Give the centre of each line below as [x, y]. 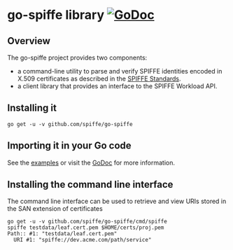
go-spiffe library [56, 15]
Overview [29, 41]
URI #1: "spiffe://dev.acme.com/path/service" [83, 240]
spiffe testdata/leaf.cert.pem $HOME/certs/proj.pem [86, 228]
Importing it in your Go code [69, 146]
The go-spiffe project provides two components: [77, 57]
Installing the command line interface [90, 185]
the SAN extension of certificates [55, 209]
